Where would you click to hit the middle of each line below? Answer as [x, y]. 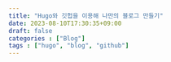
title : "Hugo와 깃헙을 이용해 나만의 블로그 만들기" [86, 16]
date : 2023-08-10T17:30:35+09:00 [65, 23]
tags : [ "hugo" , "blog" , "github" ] [69, 46]
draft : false [31, 31]
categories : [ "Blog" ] [47, 38]
